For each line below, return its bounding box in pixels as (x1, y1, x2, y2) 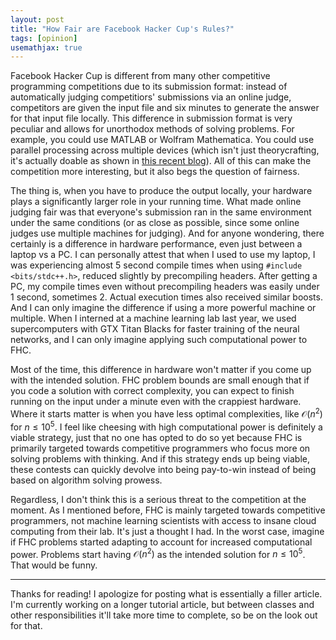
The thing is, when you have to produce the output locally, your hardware (10, 185, 313, 197)
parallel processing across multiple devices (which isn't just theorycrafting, (10, 144, 320, 156)
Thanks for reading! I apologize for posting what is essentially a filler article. (10, 588, 323, 600)
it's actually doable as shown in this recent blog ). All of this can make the (10, 155, 312, 167)
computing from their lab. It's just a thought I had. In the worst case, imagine (10, 525, 325, 537)
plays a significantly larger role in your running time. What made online (10, 196, 302, 208)
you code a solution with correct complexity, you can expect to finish (10, 385, 295, 397)
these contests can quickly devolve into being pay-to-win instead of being (10, 463, 317, 475)
